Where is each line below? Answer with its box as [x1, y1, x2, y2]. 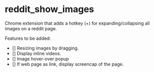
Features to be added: [5, 35, 51, 41]
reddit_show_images [5, 4, 95, 15]
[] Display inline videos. [12, 50, 61, 56]
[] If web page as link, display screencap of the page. [12, 61, 124, 67]
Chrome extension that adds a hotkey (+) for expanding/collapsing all [5, 20, 150, 26]
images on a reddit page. [5, 25, 57, 31]
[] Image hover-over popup [12, 55, 69, 61]
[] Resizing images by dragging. [12, 45, 79, 51]
